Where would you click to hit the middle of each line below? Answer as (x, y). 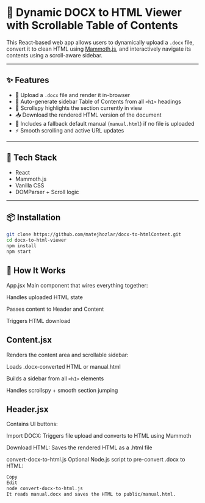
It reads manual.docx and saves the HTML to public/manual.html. (91, 494)
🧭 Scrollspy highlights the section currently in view (78, 108)
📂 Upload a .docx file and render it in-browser (72, 95)
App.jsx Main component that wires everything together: (77, 285)
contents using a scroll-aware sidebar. (54, 55)
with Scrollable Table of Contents (92, 25)
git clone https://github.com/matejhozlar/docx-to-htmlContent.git (94, 234)
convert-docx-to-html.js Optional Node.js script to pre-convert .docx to (96, 460)
